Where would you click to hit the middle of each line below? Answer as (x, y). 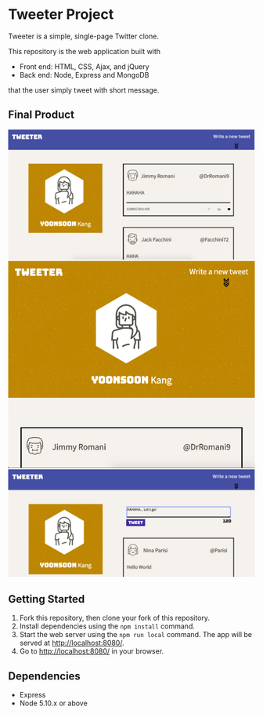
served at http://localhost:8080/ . (72, 643)
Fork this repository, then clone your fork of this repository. (114, 618)
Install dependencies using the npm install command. (107, 626)
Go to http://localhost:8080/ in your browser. (92, 651)
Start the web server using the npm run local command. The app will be (136, 635)
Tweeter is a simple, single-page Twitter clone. (83, 36)
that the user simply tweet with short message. (84, 90)
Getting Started (47, 599)
